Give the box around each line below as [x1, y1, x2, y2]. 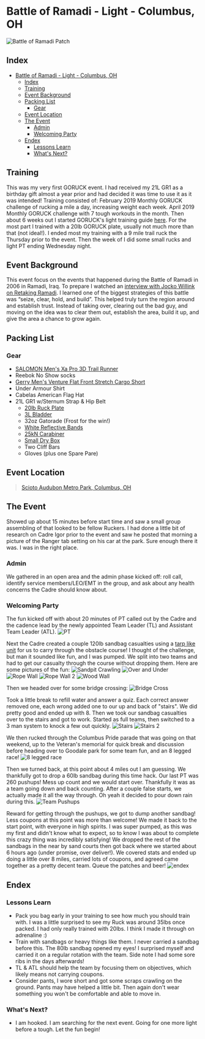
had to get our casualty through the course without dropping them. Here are [6, 659, 198, 667]
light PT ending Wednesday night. [6, 242, 92, 249]
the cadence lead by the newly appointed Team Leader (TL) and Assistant [6, 621, 193, 629]
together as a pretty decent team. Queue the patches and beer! [6, 862, 166, 869]
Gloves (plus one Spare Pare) [24, 450, 99, 457]
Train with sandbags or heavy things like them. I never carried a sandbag [15, 938, 199, 945]
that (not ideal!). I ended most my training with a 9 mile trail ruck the [6, 229, 177, 236]
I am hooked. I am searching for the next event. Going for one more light [15, 1019, 198, 1027]
